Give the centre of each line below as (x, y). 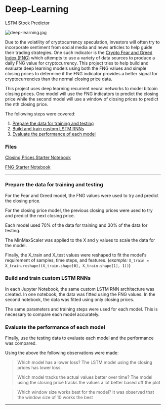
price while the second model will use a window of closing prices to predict (82, 99)
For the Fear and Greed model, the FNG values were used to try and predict (82, 195)
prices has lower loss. (39, 368)
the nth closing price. (27, 104)
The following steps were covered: (40, 114)
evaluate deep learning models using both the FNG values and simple (76, 68)
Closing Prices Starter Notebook (38, 157)
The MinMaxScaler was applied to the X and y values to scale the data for (80, 240)
